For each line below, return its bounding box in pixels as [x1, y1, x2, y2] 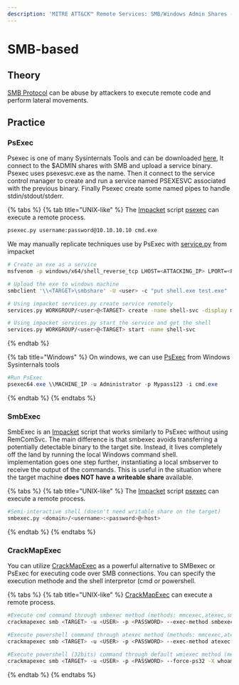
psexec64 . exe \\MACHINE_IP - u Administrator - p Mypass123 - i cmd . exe [7, 381, 218, 388]
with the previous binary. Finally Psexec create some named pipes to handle [7, 184, 230, 193]
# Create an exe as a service [7, 261, 97, 268]
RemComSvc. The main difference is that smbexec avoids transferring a [7, 435, 218, 444]
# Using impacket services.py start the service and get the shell [7, 320, 212, 327]
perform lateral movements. [7, 95, 89, 104]
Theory [7, 69, 41, 82]
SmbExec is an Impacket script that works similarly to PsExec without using [7, 428, 228, 436]
